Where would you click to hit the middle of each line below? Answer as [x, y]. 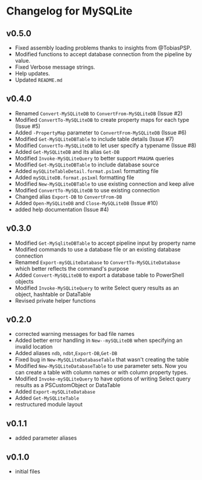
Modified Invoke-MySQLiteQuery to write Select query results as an [97, 288]
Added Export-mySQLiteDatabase [55, 392]
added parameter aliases [46, 438]
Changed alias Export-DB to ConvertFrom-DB [68, 197]
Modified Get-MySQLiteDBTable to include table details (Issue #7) [94, 139]
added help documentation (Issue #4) [62, 209]
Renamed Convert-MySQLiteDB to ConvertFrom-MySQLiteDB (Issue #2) [99, 113]
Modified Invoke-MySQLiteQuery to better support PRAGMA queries [94, 158]
